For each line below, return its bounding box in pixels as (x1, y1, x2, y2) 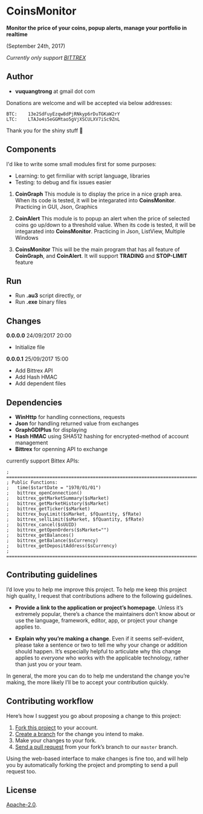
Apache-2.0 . (6, 801, 37, 809)
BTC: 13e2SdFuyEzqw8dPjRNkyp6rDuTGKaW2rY (6, 111, 120, 117)
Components (6, 144, 56, 155)
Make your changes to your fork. (14, 737, 97, 744)
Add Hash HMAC (14, 373, 57, 381)
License (6, 785, 37, 795)
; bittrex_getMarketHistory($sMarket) (6, 501, 110, 507)
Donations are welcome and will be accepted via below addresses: (6, 99, 172, 106)
